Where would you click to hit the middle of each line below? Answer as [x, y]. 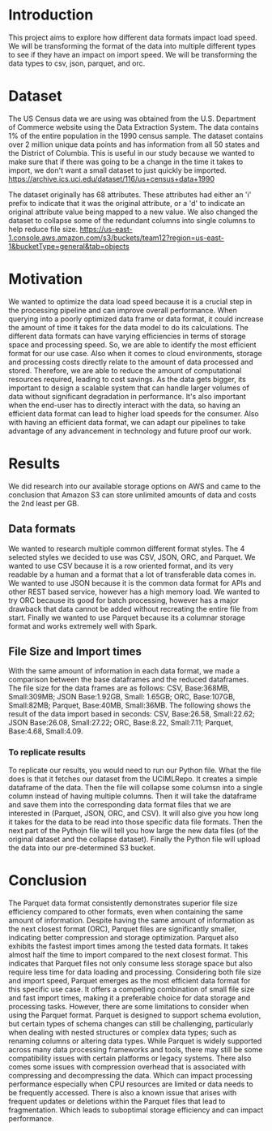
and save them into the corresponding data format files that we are [120, 804]
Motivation [46, 280]
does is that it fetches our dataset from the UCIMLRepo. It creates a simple [133, 778]
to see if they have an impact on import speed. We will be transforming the [133, 54]
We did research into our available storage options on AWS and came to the [134, 486]
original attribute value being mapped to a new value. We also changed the [133, 212]
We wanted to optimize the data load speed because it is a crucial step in [130, 301]
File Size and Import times [75, 651]
